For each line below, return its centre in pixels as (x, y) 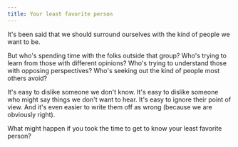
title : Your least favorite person (60, 14)
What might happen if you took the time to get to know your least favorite (115, 128)
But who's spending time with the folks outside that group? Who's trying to (117, 55)
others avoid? (27, 78)
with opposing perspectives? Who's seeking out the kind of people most (114, 70)
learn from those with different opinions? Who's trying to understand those (117, 63)
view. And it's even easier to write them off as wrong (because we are (110, 107)
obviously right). (31, 114)
